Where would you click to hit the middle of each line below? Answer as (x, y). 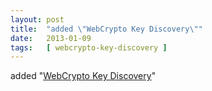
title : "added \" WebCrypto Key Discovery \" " (106, 29)
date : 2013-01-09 (51, 38)
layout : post (37, 19)
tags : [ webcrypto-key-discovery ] (89, 47)
